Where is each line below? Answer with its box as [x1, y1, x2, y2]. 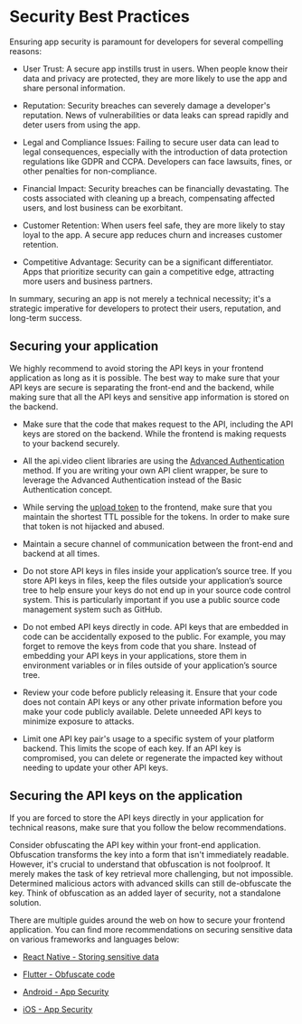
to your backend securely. [22, 437, 120, 448]
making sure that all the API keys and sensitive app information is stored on [9, 391, 289, 402]
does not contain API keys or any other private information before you [22, 696, 283, 707]
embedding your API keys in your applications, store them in [22, 650, 247, 661]
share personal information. [22, 82, 126, 93]
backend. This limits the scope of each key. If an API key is [22, 743, 241, 754]
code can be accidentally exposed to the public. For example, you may [22, 631, 287, 642]
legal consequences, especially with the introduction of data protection [22, 146, 288, 157]
